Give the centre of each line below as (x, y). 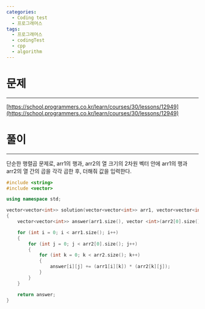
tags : (13, 29)
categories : (21, 12)
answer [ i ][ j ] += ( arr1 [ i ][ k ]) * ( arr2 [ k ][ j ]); (110, 267)
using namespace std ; (34, 199)
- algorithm (27, 52)
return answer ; (37, 294)
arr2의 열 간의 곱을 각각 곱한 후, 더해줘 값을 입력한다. (69, 171)
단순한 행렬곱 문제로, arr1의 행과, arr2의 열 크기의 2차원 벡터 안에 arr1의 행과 (97, 163)
